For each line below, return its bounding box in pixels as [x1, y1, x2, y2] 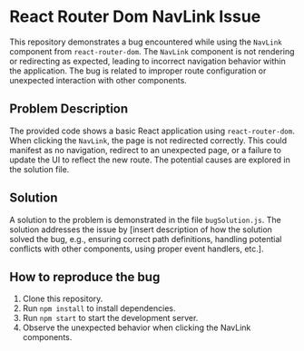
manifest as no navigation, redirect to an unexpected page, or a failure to [9, 144, 281, 155]
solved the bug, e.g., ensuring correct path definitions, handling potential [9, 233, 282, 244]
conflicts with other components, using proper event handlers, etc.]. [9, 243, 264, 254]
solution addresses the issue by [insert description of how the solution [9, 224, 272, 235]
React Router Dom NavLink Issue [9, 6, 261, 27]
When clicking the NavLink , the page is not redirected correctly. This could [9, 134, 288, 146]
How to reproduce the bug [9, 269, 161, 285]
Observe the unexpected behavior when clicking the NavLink [22, 322, 251, 333]
